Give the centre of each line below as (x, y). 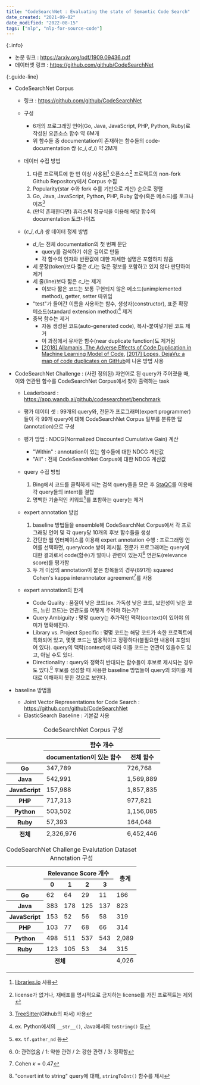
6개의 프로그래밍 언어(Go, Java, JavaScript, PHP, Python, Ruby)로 (111, 126)
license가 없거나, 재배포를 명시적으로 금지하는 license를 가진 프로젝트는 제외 (104, 995)
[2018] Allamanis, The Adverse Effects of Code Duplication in (116, 348)
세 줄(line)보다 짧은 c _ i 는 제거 (67, 281)
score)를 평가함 (51, 562)
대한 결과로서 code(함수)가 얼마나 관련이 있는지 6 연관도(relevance (110, 554)
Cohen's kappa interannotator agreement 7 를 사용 (93, 577)
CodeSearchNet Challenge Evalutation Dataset (71, 849)
